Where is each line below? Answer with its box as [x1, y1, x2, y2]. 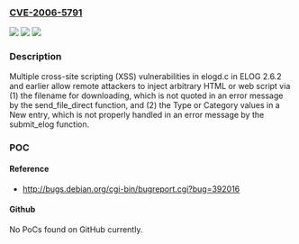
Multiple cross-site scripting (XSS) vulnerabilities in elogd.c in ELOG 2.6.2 [9, 70, 282, 82]
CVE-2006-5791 [9, 6, 83, 19]
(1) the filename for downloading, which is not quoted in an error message [9, 90, 284, 101]
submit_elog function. [9, 119, 90, 130]
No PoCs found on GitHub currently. [9, 223, 143, 235]
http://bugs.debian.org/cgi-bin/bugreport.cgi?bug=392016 [22, 183, 240, 194]
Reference [9, 164, 50, 175]
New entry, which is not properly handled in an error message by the [9, 109, 265, 120]
